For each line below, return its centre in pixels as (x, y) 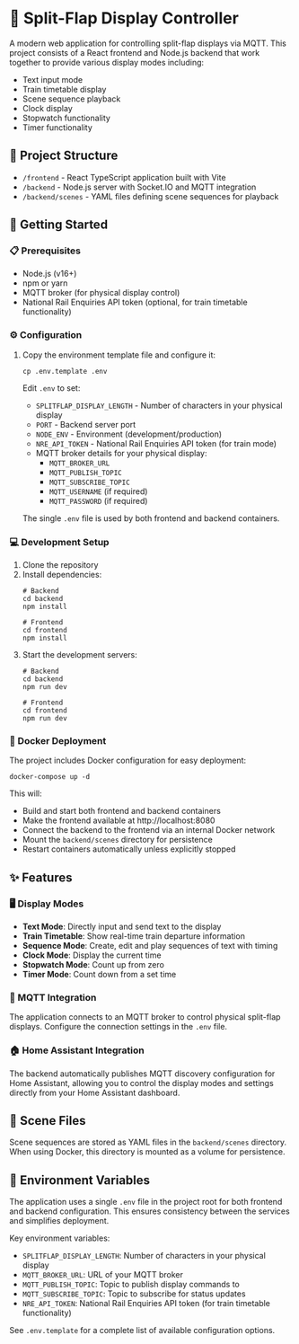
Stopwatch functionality (66, 118)
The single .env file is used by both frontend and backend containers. (151, 518)
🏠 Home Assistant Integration (77, 1050)
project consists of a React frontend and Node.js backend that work (135, 52)
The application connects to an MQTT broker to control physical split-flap (145, 1017)
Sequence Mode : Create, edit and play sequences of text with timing (150, 946)
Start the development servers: (79, 655)
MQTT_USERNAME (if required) (98, 491)
